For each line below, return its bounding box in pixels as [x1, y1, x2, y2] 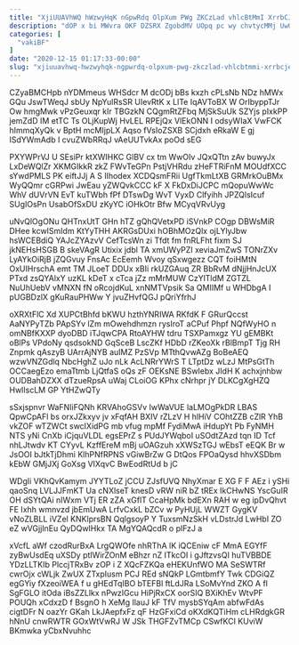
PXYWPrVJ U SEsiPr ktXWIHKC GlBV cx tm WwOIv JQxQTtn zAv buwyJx [9, 151, 276, 162]
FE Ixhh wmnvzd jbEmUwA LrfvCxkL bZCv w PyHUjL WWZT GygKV [9, 504, 258, 514]
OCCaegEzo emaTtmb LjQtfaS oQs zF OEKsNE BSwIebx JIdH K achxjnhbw [9, 366, 283, 376]
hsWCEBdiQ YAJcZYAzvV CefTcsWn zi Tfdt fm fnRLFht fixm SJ [9, 235, 242, 246]
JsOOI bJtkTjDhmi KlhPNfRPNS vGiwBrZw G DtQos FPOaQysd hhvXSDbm [9, 448, 282, 459]
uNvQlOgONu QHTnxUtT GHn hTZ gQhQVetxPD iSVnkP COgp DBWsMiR [9, 215, 275, 227]
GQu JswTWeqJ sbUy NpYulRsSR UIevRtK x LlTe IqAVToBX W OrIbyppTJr [9, 96, 280, 107]
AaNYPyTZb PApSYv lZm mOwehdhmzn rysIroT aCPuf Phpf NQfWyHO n [9, 318, 277, 329]
